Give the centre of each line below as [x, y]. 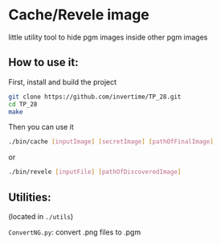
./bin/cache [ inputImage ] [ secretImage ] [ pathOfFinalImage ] [111, 142]
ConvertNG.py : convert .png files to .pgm [75, 232]
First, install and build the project [63, 81]
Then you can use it [41, 127]
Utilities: [30, 197]
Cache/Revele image [79, 15]
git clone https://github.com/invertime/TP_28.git [95, 97]
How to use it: [43, 62]
